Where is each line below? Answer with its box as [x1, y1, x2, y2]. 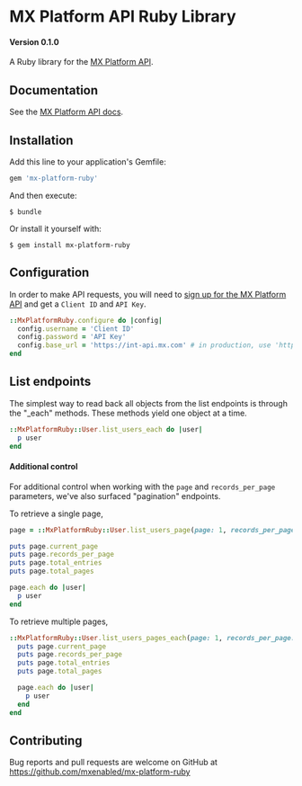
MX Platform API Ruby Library [9, 6, 236, 27]
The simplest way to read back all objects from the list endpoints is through [9, 397, 288, 408]
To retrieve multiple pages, [9, 616, 109, 627]
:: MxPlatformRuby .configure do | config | [9, 316, 164, 325]
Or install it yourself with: [9, 223, 102, 234]
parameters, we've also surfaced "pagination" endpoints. [9, 490, 221, 501]
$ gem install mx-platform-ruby [9, 240, 130, 249]
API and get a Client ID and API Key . [9, 299, 147, 309]
